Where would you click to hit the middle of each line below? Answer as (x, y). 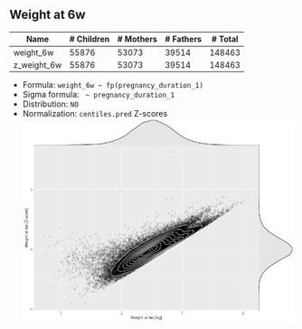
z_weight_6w (38, 65)
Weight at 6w (47, 15)
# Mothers (137, 39)
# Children (90, 39)
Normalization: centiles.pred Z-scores (95, 114)
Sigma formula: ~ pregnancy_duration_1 (98, 95)
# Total (225, 39)
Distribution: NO (50, 104)
